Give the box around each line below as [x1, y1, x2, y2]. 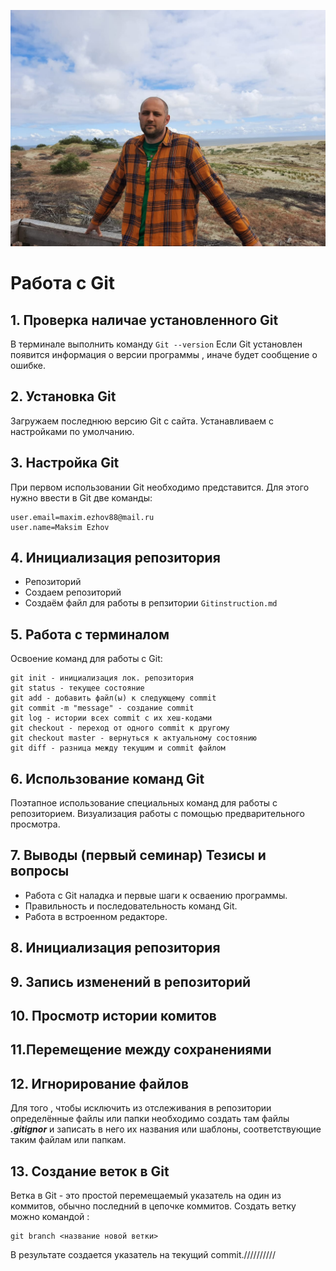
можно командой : [10, 1211, 90, 1223]
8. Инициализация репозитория [10, 940, 221, 957]
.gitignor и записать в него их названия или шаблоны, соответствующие [10, 1123, 322, 1135]
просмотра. [10, 818, 61, 830]
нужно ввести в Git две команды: [10, 491, 153, 504]
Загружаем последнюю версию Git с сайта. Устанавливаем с [10, 415, 274, 427]
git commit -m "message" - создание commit [10, 703, 195, 714]
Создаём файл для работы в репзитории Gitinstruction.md [24, 597, 278, 609]
